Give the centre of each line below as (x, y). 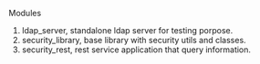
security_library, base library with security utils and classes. (134, 40)
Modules (25, 13)
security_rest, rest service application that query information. (136, 50)
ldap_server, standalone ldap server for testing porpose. (127, 30)
